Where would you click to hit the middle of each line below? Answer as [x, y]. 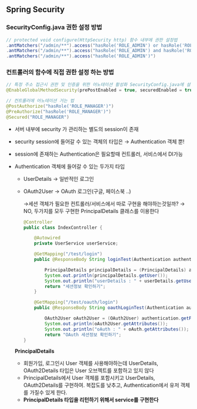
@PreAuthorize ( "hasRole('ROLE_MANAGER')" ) [59, 111]
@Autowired [47, 238]
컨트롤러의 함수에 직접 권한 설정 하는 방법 [60, 73]
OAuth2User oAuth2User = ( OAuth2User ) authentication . [113, 318]
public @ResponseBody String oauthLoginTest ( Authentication [109, 308]
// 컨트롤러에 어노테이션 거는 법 [40, 101]
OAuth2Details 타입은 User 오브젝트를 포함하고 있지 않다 [89, 370]
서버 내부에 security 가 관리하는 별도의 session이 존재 [77, 129]
